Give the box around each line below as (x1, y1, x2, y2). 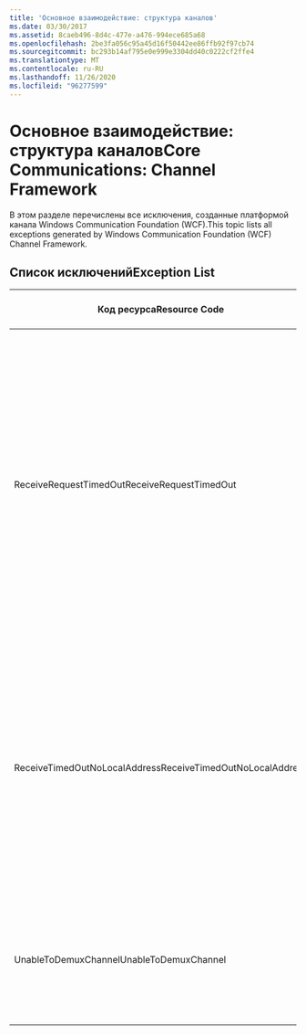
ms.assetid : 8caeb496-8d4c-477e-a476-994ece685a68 (9, 30, 206, 39)
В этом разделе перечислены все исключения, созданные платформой (9, 209, 289, 220)
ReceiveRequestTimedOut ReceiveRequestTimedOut (14, 479, 237, 491)
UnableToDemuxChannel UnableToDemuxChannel (14, 954, 227, 966)
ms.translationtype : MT (9, 56, 100, 65)
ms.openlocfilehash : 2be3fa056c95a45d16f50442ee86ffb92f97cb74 (9, 38, 255, 48)
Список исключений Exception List (9, 264, 216, 280)
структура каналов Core (9, 140, 201, 161)
